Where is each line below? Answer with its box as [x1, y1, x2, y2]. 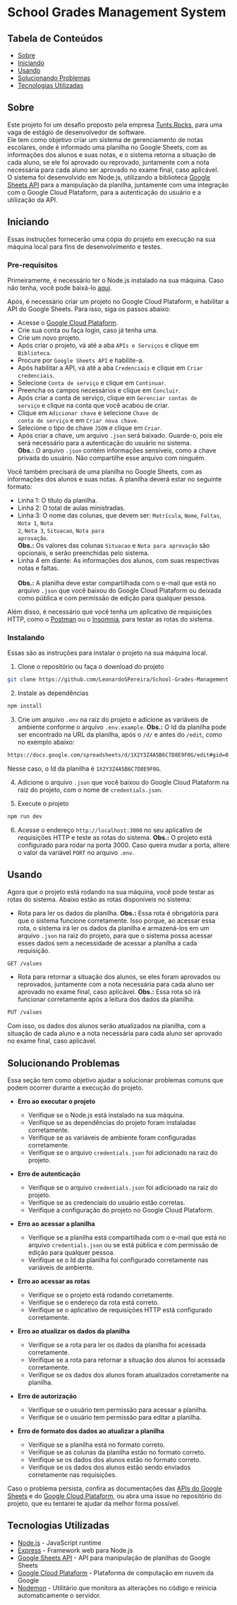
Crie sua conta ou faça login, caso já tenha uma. [17, 326, 159, 334]
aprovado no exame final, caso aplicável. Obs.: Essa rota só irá [17, 988, 201, 996]
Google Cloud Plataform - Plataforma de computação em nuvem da [17, 1568, 214, 1577]
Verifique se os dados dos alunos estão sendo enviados [28, 1463, 191, 1471]
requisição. [17, 946, 51, 955]
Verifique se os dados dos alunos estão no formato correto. [28, 1456, 202, 1464]
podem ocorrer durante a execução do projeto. [7, 1083, 144, 1092]
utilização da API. [7, 195, 58, 204]
